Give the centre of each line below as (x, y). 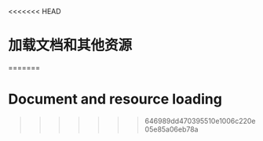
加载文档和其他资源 (70, 45)
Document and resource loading (115, 99)
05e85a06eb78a (172, 129)
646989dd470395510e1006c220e (200, 121)
